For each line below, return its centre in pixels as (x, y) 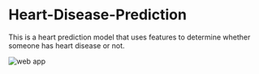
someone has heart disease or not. (67, 45)
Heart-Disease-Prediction (97, 15)
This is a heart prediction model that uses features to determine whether (129, 37)
